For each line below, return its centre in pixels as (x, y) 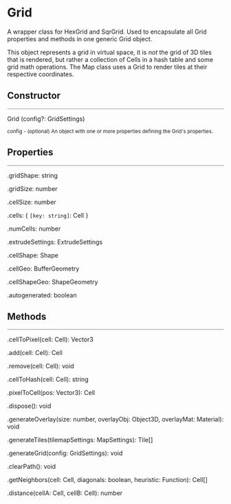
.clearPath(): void (32, 467)
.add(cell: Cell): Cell (35, 353)
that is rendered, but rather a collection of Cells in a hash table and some (110, 59)
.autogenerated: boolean (42, 295)
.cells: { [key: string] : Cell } (48, 215)
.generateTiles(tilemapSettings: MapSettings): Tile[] (80, 440)
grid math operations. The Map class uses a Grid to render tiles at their (107, 67)
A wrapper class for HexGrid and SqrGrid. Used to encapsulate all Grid (107, 32)
